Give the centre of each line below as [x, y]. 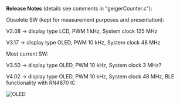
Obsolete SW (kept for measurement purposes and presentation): [85, 20]
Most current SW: [27, 54]
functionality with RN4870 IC [41, 83]
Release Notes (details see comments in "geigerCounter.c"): [79, 8]
